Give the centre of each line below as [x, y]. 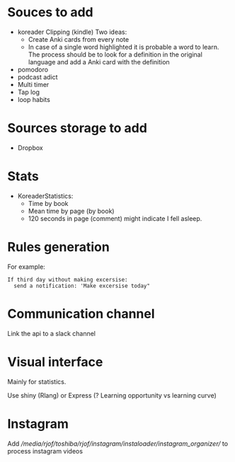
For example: [27, 267]
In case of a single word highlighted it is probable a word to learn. [124, 47]
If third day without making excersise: [68, 279]
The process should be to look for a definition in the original [115, 54]
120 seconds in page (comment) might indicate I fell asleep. [115, 218]
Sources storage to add [77, 128]
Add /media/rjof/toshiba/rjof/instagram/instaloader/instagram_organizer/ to [118, 444]
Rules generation [58, 247]
